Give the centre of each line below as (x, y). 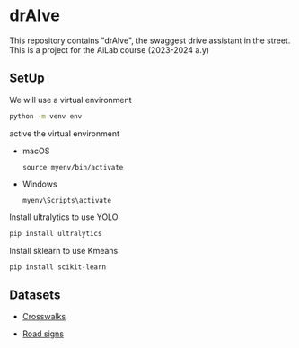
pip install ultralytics (56, 233)
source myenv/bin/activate (73, 167)
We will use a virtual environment (70, 100)
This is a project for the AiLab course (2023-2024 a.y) (109, 49)
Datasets (35, 295)
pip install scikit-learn (57, 267)
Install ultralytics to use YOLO (64, 217)
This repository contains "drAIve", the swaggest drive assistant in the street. (150, 40)
